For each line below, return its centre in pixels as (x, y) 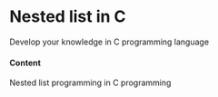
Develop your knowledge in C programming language (109, 42)
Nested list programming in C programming (90, 82)
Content (25, 63)
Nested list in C (68, 17)
